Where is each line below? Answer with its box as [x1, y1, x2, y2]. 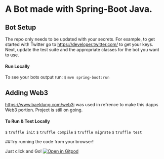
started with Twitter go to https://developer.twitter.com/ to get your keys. [5, 41, 153, 47]
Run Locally [5, 63, 30, 69]
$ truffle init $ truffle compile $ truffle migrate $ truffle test [5, 130, 142, 135]
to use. [5, 52, 19, 58]
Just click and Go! [5, 148, 42, 154]
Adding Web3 [5, 88, 48, 97]
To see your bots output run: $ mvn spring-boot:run [5, 74, 110, 80]
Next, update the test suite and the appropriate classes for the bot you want [5, 47, 160, 52]
